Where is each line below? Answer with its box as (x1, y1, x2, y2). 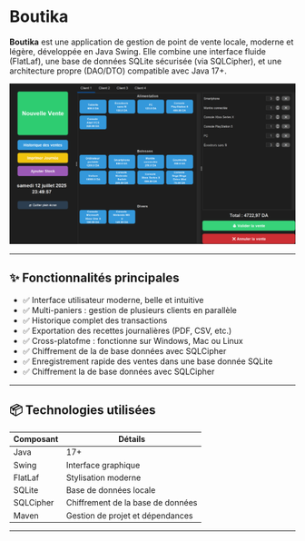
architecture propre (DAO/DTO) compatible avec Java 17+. (9, 65, 227, 76)
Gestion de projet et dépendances (65, 510, 193, 521)
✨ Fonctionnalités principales (9, 270, 180, 286)
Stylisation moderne (65, 472, 142, 483)
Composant (13, 434, 59, 445)
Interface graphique (65, 459, 141, 470)
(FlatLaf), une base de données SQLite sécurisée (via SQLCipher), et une (9, 55, 282, 66)
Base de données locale (65, 485, 156, 496)
